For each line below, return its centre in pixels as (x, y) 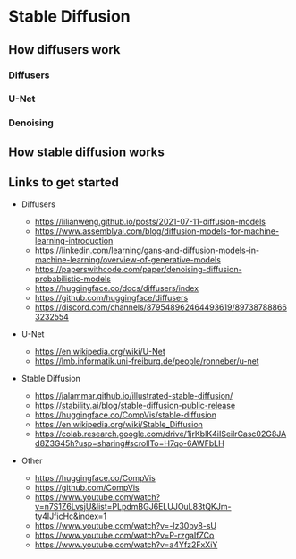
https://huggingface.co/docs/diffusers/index (116, 288)
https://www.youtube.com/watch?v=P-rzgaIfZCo (124, 535)
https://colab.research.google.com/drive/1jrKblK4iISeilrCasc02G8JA (161, 434)
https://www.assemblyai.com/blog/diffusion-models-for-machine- (156, 231)
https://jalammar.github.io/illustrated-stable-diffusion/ (134, 395)
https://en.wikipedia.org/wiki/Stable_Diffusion (118, 424)
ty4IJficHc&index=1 (71, 516)
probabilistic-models (72, 279)
